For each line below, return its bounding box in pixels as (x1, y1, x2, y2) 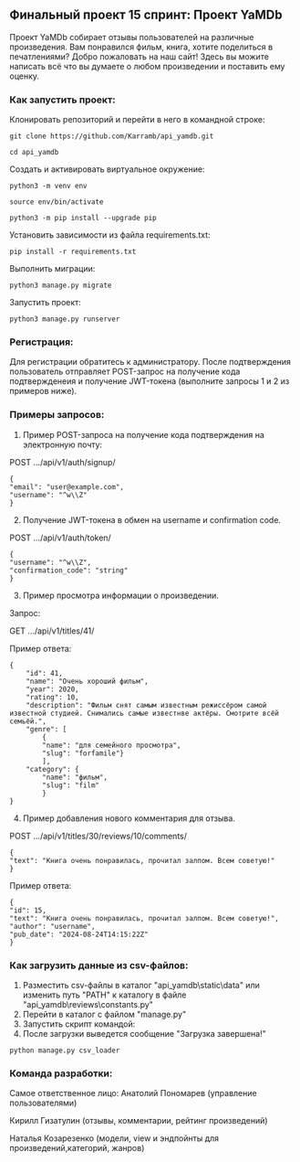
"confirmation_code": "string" (9, 566, 129, 575)
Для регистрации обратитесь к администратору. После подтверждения (9, 357, 292, 368)
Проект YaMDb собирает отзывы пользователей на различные (9, 31, 254, 42)
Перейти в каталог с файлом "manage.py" (22, 1009, 187, 1019)
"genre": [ (26, 724, 67, 734)
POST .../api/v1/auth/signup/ (9, 456, 116, 467)
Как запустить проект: (9, 93, 116, 106)
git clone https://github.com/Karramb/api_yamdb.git (9, 132, 214, 141)
